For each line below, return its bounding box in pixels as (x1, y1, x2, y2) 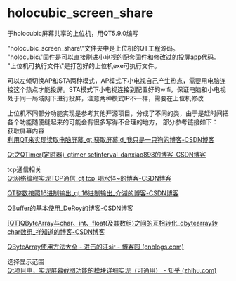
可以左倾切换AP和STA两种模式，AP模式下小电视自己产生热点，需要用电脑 (7, 76, 220, 85)
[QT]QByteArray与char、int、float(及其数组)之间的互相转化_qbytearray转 (7, 218, 218, 227)
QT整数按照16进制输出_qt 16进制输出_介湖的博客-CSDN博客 (7, 188, 179, 197)
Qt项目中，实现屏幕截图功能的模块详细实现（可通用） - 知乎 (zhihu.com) (7, 266, 217, 275)
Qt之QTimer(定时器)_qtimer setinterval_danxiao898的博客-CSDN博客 (7, 150, 206, 159)
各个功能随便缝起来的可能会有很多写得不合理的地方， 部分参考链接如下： (7, 117, 218, 126)
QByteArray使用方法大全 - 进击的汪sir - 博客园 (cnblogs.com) (7, 242, 185, 251)
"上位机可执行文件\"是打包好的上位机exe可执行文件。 (7, 61, 161, 70)
